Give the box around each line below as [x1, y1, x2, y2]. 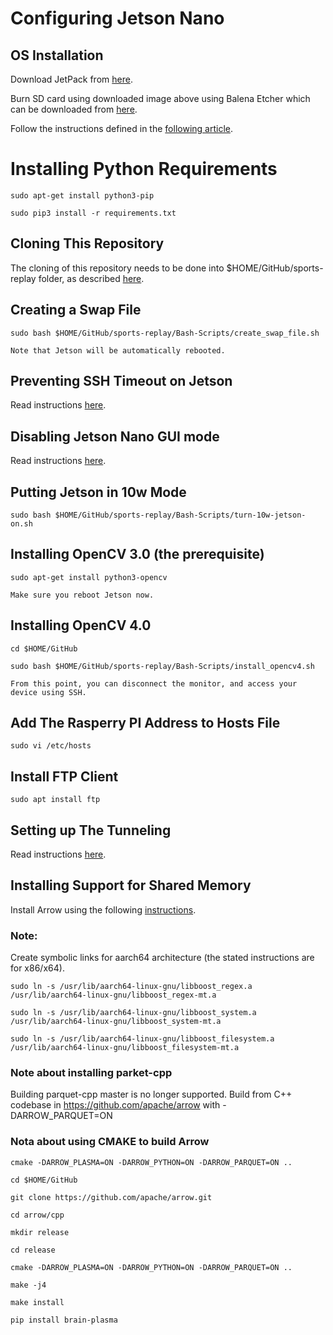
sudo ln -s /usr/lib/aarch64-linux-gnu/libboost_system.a [10, 1008, 257, 1018]
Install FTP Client [10, 768, 119, 785]
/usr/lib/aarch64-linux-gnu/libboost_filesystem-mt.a [10, 1043, 240, 1053]
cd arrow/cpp [10, 1210, 65, 1220]
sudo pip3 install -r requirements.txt [10, 208, 177, 218]
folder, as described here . [38, 272, 145, 284]
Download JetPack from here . [10, 73, 133, 85]
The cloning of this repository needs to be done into [10, 262, 225, 274]
